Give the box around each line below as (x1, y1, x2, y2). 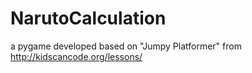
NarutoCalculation (10, 7, 167, 30)
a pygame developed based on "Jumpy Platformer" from (10, 40, 242, 52)
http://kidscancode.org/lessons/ (10, 50, 143, 62)
